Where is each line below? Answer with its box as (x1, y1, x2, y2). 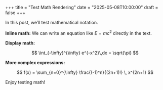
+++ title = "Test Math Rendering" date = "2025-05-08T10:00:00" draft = (5, 5, 158, 10)
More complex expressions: (5, 59, 65, 65)
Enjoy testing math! (5, 79, 46, 85)
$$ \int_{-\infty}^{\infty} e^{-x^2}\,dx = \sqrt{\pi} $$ (31, 50, 139, 56)
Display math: (5, 40, 35, 46)
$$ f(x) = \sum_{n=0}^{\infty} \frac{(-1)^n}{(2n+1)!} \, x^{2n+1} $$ (17, 69, 153, 75)
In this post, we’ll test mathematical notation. (5, 20, 98, 25)
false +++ (5, 10, 26, 16)
